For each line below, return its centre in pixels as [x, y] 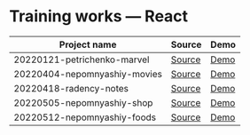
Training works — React [99, 16]
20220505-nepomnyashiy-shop [83, 102]
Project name [88, 44]
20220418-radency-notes [71, 88]
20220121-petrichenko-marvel [82, 60]
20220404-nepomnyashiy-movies [88, 74]
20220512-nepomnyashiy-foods [85, 117]
